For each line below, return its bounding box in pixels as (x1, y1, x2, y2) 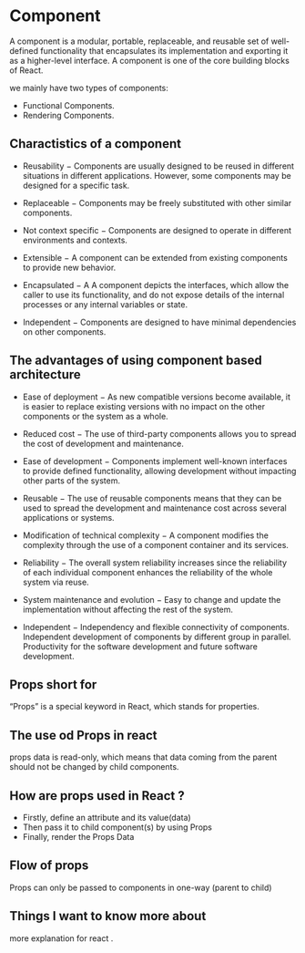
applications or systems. (22, 512, 116, 523)
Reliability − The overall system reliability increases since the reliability (22, 557, 288, 568)
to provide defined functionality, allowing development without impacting (22, 465, 297, 476)
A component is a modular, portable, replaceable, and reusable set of (9, 36, 269, 47)
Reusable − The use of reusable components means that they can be (22, 492, 282, 503)
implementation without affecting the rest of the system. (22, 604, 234, 615)
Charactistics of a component (9, 136, 182, 151)
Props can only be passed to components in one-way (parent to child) (9, 882, 272, 893)
